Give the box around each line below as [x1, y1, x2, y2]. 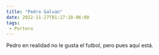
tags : [6, 20, 20, 26]
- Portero [8, 25, 33, 32]
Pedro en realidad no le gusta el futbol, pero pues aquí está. [6, 42, 154, 49]
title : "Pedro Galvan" [6, 8, 63, 15]
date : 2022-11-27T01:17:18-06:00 [6, 14, 90, 20]
